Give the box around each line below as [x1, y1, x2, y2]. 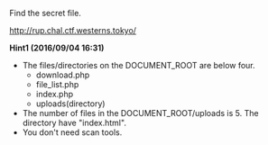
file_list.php [35, 79, 79, 89]
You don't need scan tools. [22, 127, 123, 138]
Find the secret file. [9, 8, 81, 18]
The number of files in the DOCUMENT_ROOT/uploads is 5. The [22, 108, 259, 118]
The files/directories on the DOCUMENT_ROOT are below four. [22, 60, 255, 70]
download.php [35, 69, 90, 80]
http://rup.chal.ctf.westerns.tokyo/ [9, 25, 137, 35]
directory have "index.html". [22, 117, 126, 128]
